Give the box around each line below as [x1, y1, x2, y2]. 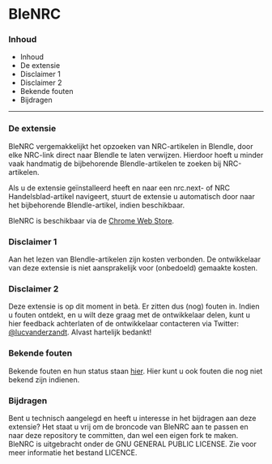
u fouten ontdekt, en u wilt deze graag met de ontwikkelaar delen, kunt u [8, 310, 251, 320]
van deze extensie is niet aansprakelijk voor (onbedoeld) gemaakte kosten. [8, 263, 258, 273]
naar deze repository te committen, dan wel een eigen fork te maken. [8, 430, 239, 440]
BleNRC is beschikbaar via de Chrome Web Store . [8, 215, 175, 225]
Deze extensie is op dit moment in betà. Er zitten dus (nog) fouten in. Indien [8, 301, 261, 312]
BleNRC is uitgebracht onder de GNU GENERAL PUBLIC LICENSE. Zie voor [8, 439, 257, 449]
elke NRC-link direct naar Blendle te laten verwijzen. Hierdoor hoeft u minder [8, 150, 264, 160]
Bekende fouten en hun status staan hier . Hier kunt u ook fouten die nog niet [8, 366, 263, 376]
